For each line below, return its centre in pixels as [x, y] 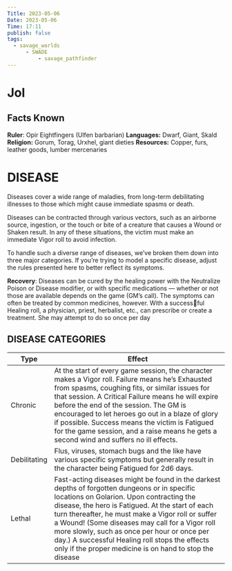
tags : [15, 39]
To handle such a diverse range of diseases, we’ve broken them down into [113, 252]
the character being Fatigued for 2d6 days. [124, 468]
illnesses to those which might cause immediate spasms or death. [101, 204]
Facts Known [36, 118]
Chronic [23, 405]
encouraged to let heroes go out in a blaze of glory [136, 413]
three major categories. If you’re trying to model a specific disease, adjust [112, 260]
